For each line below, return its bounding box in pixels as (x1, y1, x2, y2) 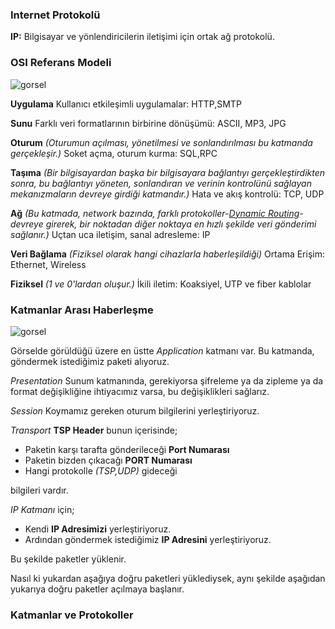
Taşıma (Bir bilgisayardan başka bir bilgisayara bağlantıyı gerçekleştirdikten (10, 166, 326, 178)
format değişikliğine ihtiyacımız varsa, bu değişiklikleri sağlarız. (10, 385, 270, 397)
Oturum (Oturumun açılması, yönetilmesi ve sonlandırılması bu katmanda (10, 136, 313, 148)
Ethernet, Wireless (10, 258, 87, 270)
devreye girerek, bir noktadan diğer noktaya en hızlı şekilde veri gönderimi (10, 218, 317, 230)
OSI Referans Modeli (10, 56, 112, 70)
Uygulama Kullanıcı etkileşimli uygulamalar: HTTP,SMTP (10, 98, 242, 110)
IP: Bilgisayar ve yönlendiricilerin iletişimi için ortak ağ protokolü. (10, 31, 275, 43)
